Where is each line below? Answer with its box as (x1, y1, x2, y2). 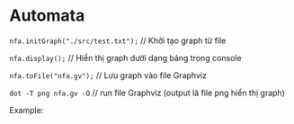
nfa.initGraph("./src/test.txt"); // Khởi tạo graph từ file (9, 35, 227, 46)
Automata (9, 5, 85, 26)
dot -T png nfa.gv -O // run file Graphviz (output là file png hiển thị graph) (9, 87, 286, 98)
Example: (9, 104, 44, 115)
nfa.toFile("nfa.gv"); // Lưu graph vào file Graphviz (9, 69, 207, 81)
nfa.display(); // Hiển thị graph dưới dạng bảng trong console (9, 52, 242, 63)
